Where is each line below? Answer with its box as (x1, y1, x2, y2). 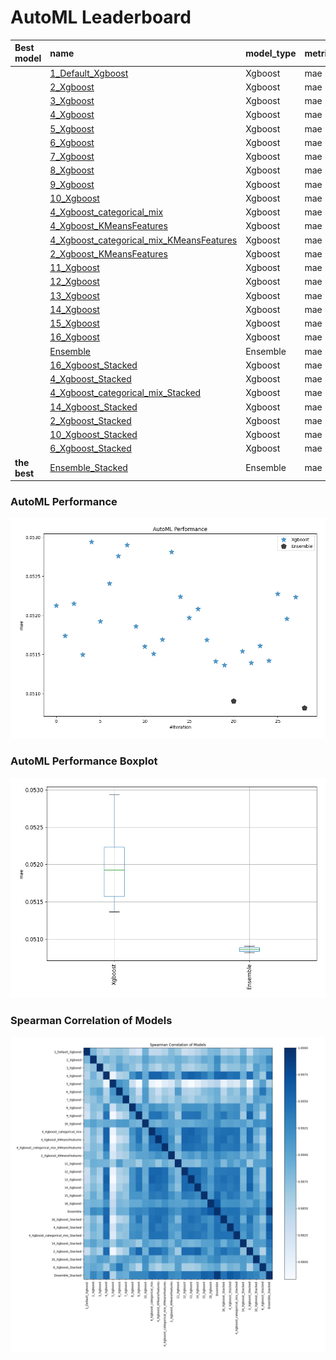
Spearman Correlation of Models (10, 1014, 173, 1028)
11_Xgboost (49, 262, 100, 274)
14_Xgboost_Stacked (49, 401, 138, 413)
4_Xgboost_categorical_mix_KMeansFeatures (49, 234, 238, 246)
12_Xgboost (49, 276, 100, 288)
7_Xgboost (49, 151, 95, 163)
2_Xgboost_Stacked (49, 414, 132, 426)
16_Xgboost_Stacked (49, 359, 138, 371)
